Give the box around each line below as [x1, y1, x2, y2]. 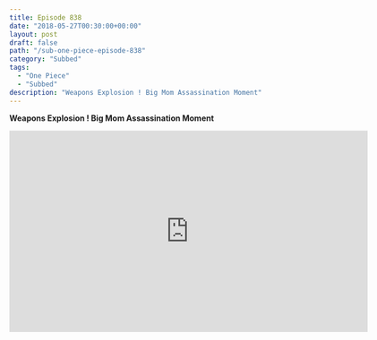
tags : [9, 64, 30, 72]
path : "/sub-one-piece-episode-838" [9, 47, 146, 55]
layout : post [9, 30, 58, 38]
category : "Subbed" [9, 55, 82, 64]
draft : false [9, 38, 58, 47]
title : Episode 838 [9, 13, 82, 22]
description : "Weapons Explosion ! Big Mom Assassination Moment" [9, 88, 262, 97]
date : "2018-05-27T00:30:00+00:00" [9, 21, 142, 30]
